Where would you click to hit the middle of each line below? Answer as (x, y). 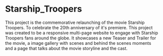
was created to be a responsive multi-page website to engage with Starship (81, 33)
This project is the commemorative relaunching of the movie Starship (75, 22)
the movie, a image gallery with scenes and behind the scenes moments (78, 43)
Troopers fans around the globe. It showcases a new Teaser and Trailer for (81, 38)
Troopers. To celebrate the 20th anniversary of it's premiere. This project (79, 27)
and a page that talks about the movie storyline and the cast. (66, 48)
